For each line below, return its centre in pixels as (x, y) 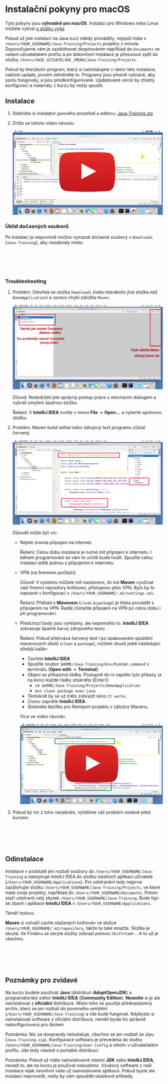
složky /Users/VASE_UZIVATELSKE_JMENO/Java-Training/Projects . (71, 59)
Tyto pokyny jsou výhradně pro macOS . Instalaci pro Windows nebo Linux (82, 23)
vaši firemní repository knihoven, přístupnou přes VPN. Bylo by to (87, 588)
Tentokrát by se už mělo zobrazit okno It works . (77, 696)
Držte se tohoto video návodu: (43, 123)
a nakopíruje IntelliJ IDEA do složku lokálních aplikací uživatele (88, 876)
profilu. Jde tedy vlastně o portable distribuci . (52, 1050)
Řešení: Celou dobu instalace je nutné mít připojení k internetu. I (85, 552)
